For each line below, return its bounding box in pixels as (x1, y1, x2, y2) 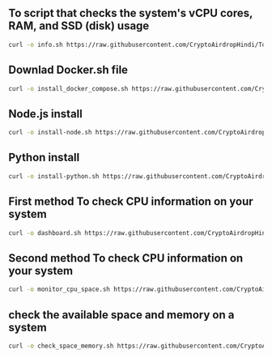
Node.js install (8, 107, 83, 121)
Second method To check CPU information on (8, 251, 244, 265)
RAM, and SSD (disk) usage (8, 19, 150, 33)
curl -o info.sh (8, 40, 63, 49)
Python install (8, 151, 80, 164)
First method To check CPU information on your (8, 194, 253, 209)
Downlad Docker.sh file (8, 63, 128, 77)
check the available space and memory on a (8, 308, 235, 322)
